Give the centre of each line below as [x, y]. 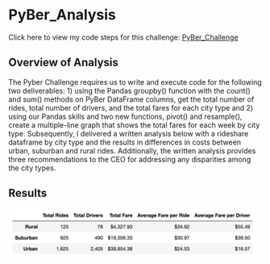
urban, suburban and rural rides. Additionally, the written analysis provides [132, 150]
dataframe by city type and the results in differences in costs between [125, 142]
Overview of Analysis [64, 63]
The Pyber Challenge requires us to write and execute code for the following [135, 82]
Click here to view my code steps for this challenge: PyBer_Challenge [124, 37]
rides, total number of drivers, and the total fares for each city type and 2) [131, 107]
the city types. [32, 168]
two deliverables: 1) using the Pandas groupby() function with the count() [130, 90]
